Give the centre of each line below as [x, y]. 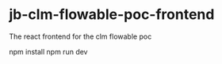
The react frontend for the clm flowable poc [80, 36]
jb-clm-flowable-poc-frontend [112, 15]
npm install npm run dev [48, 51]
